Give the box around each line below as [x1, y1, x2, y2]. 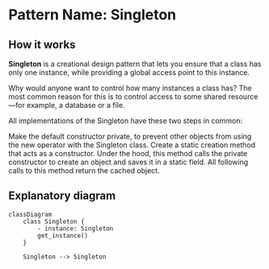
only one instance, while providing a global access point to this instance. [8, 68, 250, 77]
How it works [8, 38, 76, 52]
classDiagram [8, 210, 53, 218]
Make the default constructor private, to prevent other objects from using [8, 131, 252, 141]
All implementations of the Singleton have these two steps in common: [8, 116, 243, 126]
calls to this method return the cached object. [8, 166, 160, 175]
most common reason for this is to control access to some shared [8, 92, 227, 101]
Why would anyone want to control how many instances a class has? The [8, 83, 252, 93]
